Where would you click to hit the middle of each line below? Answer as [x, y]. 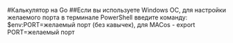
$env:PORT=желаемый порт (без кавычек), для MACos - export [101, 25]
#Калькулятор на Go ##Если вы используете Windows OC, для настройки [116, 10]
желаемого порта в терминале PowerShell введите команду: [97, 17]
